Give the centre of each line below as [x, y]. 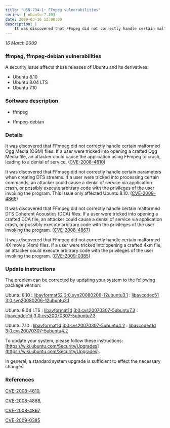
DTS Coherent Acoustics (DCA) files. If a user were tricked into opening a [82, 214]
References [20, 380]
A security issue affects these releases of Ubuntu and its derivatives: [77, 67]
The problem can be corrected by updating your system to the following [80, 280]
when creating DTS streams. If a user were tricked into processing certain [82, 177]
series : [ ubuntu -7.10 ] [30, 15]
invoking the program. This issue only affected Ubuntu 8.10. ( [69, 193]
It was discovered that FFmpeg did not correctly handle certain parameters [83, 172]
